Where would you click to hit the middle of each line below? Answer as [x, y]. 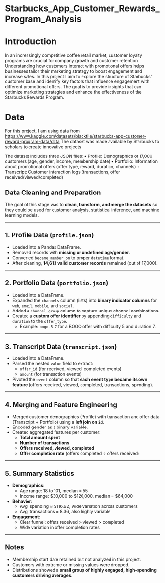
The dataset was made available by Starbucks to [110, 142]
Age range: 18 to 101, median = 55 [54, 490]
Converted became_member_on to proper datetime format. [68, 258]
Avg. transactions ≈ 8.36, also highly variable [65, 511]
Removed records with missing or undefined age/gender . [71, 252]
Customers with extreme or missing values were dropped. [71, 564]
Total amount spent [40, 438]
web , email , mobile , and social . [43, 305]
